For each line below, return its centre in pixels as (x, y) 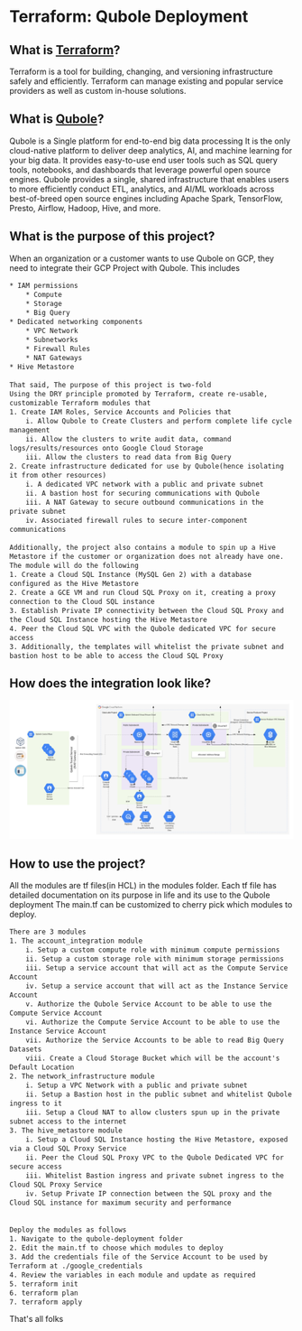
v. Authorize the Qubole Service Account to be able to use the (149, 1004)
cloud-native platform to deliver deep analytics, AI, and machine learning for (151, 150)
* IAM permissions (44, 285)
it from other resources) (58, 475)
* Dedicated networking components (76, 321)
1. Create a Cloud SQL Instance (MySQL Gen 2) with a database (131, 574)
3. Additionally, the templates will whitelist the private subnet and (146, 647)
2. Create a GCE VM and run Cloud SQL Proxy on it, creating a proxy (143, 592)
